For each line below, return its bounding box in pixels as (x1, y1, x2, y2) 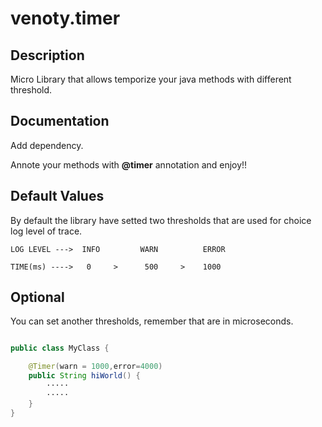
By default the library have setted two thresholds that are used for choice (10, 214, 312, 226)
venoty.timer (10, 7, 121, 30)
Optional (10, 289, 65, 306)
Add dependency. (10, 139, 84, 151)
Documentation (10, 113, 110, 130)
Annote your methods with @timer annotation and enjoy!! (10, 158, 248, 171)
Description (10, 47, 85, 64)
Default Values (10, 188, 105, 205)
